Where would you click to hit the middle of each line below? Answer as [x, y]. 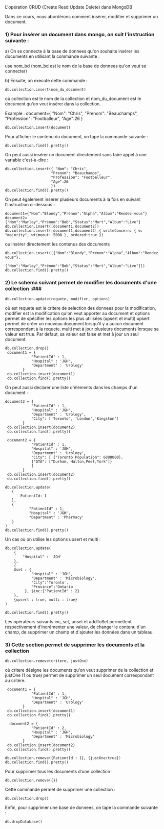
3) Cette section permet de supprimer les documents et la [75, 645]
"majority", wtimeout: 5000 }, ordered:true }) [54, 235]
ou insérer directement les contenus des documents [58, 244]
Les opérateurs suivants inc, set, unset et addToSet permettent [68, 621]
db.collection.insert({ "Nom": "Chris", [47, 169]
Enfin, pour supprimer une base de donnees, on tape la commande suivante [82, 807]
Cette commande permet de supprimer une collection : [60, 789]
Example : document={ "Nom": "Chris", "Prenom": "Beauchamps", [72, 113]
